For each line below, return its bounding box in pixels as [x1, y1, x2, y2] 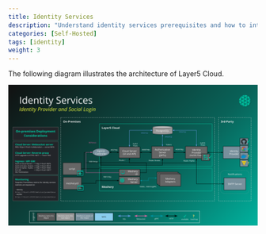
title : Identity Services [8, 13, 93, 21]
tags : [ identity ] [8, 38, 66, 46]
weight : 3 [8, 46, 41, 55]
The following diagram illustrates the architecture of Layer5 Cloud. [8, 69, 224, 79]
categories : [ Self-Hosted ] [8, 29, 97, 37]
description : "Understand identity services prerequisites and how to [8, 21, 246, 29]
